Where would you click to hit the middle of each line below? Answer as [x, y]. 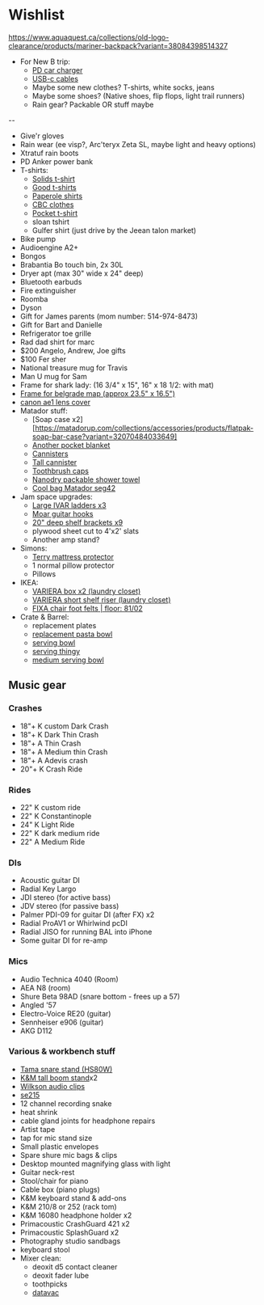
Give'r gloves [42, 136]
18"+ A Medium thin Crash [64, 752]
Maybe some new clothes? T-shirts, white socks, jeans [124, 87]
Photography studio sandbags [70, 1241]
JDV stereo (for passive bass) [69, 906]
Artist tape [38, 1129]
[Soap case [51, 419]
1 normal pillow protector [73, 565]
